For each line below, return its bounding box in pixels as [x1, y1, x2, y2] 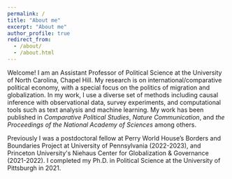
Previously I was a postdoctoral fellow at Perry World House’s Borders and [7, 134, 222, 142]
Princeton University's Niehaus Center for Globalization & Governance [7, 148, 210, 157]
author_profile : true [7, 29, 71, 37]
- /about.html [13, 50, 55, 57]
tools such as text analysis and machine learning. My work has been [7, 106, 204, 114]
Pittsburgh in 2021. [7, 164, 61, 172]
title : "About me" [7, 17, 61, 24]
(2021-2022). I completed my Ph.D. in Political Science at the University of [7, 156, 221, 164]
